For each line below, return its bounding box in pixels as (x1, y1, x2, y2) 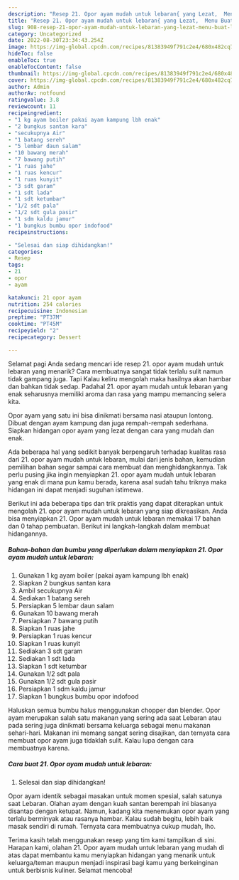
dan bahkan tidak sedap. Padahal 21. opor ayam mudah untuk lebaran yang (8, 382, 228, 391)
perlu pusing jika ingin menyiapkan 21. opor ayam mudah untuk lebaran (8, 470, 216, 479)
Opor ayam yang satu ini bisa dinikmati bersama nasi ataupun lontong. (8, 410, 213, 420)
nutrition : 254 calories (8, 300, 82, 308)
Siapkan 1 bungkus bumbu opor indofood (18, 691, 139, 701)
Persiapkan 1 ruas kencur (18, 631, 92, 640)
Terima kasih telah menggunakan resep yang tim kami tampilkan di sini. (8, 835, 216, 844)
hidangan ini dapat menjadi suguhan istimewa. (8, 485, 144, 494)
